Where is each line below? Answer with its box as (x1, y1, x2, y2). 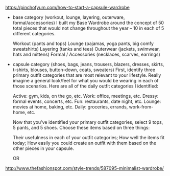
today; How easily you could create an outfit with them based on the (12, 140, 157, 146)
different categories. (12, 31, 56, 36)
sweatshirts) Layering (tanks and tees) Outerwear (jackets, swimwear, (12, 46, 160, 52)
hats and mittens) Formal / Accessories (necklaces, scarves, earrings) (12, 51, 160, 57)
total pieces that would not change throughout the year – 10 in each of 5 (12, 25, 164, 31)
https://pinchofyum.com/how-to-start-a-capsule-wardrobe (5, 5, 130, 10)
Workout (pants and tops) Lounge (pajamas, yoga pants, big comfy (12, 40, 154, 47)
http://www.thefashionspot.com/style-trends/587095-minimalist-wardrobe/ (5, 165, 164, 171)
